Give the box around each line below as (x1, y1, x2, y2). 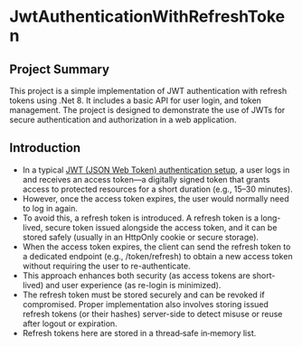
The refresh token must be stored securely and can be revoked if (22, 289, 265, 300)
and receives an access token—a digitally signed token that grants (22, 173, 270, 184)
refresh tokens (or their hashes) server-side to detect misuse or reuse (22, 308, 283, 319)
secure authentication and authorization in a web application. (9, 115, 237, 125)
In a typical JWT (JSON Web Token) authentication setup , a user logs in (22, 164, 290, 175)
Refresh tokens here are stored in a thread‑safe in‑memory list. (22, 327, 257, 338)
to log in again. (22, 202, 79, 213)
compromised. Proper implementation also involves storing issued (22, 298, 269, 309)
